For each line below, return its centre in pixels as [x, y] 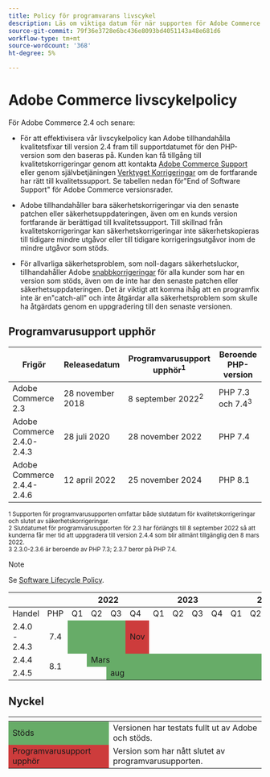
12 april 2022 [90, 480]
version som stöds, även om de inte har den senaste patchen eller [129, 280]
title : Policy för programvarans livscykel [82, 16]
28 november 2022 [165, 436]
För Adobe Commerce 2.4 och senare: [72, 123]
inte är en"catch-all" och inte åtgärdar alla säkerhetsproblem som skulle [139, 297]
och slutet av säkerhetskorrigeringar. [59, 521]
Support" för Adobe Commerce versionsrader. [96, 189]
